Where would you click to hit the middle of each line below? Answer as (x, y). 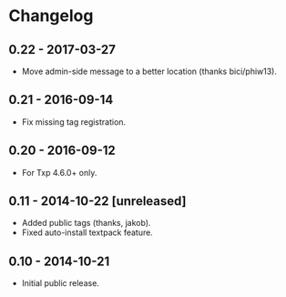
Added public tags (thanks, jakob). (86, 223)
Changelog (51, 16)
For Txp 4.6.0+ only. (59, 172)
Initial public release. (60, 283)
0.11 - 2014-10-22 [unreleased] (98, 201)
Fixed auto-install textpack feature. (87, 232)
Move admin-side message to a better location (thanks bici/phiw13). (149, 71)
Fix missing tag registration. (74, 122)
